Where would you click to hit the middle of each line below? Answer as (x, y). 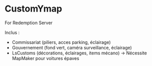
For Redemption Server (29, 23)
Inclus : (12, 32)
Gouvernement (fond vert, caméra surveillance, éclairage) (72, 47)
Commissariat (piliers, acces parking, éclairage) (61, 42)
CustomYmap (33, 9)
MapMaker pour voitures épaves (46, 58)
